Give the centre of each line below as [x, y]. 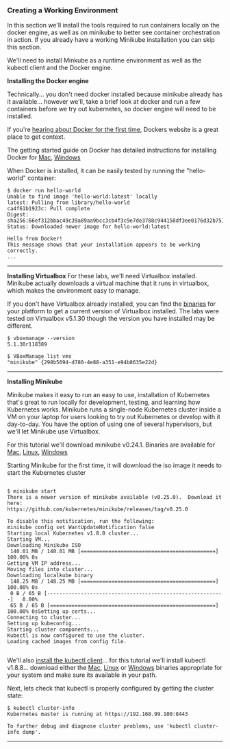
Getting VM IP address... [44, 563]
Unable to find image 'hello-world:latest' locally [82, 197]
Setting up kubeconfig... [44, 624]
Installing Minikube [35, 382]
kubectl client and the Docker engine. [60, 68]
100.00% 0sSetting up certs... [52, 612]
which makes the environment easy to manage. [74, 291]
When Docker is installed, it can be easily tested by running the [96, 171]
